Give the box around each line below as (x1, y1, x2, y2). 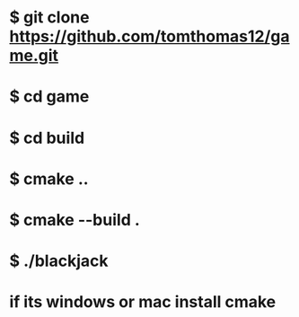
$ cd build (9, 128, 85, 148)
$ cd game (9, 86, 90, 107)
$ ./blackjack (9, 251, 109, 271)
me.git (9, 46, 59, 66)
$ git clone (9, 7, 90, 28)
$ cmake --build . (9, 209, 141, 230)
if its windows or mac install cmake (9, 292, 277, 313)
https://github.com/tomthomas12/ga (9, 26, 290, 47)
